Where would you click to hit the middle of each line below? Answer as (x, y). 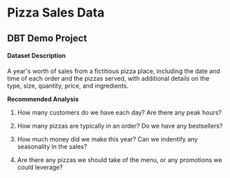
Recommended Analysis (43, 99)
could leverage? (40, 167)
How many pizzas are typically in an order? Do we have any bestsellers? (120, 126)
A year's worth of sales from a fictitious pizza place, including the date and (114, 71)
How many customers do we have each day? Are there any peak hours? (119, 112)
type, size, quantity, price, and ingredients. (68, 86)
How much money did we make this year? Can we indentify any (107, 139)
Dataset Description (37, 56)
